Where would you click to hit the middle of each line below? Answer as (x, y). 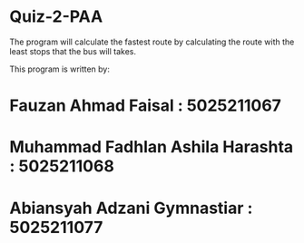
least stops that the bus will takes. (73, 51)
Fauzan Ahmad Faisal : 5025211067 (145, 106)
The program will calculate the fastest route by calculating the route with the (152, 42)
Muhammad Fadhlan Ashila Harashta (152, 147)
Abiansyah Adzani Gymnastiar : (131, 208)
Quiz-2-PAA (56, 17)
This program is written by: (60, 69)
